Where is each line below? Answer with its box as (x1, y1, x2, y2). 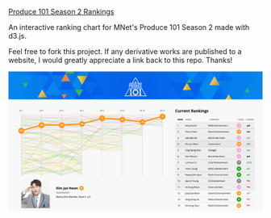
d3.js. (8, 31, 27, 40)
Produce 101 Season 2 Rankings (8, 7, 115, 16)
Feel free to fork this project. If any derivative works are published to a (8, 47, 242, 56)
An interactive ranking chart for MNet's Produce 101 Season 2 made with (8, 23, 250, 31)
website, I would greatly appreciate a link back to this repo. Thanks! (8, 56, 233, 65)
